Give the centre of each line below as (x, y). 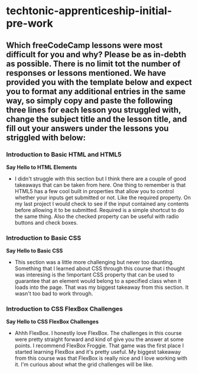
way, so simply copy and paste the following (90, 101)
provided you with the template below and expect (99, 82)
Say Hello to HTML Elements (42, 167)
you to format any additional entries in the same (96, 91)
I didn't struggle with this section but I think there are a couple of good (100, 178)
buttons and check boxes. (46, 222)
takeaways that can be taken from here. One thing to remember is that (100, 185)
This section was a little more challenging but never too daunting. (94, 262)
